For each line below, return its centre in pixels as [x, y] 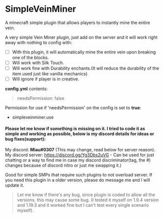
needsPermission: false [41, 98]
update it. [15, 185]
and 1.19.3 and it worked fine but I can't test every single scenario [83, 205]
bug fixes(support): [25, 139]
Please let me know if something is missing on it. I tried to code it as [75, 128]
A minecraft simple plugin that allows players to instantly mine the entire [78, 23]
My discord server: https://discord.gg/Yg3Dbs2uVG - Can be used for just [80, 155]
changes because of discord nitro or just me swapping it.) [63, 166]
